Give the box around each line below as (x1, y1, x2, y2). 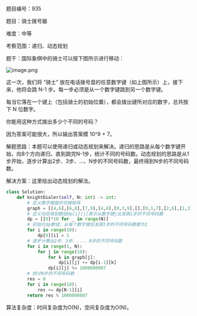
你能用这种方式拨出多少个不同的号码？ (6, 118, 98, 125)
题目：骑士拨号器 (6, 18, 47, 25)
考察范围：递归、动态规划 (6, 43, 68, 49)
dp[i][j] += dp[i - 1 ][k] (58, 260, 117, 266)
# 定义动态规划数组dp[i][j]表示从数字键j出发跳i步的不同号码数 (27, 211, 164, 217)
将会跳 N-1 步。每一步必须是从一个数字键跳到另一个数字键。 (21, 86, 167, 92)
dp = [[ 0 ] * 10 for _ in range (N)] (27, 216, 109, 222)
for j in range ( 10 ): (37, 249, 88, 255)
